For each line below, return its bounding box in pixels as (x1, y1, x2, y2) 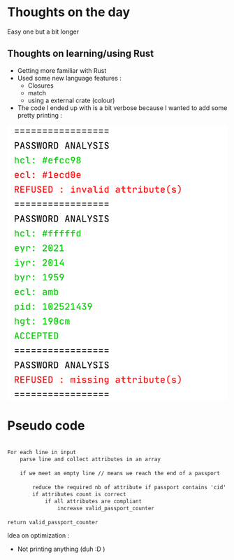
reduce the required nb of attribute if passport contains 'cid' (32, 484, 227, 491)
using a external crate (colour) (27, 96, 115, 104)
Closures (27, 81, 54, 90)
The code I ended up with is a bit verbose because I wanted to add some (17, 103, 228, 112)
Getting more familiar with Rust (17, 66, 107, 74)
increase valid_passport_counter (57, 505, 155, 512)
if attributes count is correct (32, 491, 127, 498)
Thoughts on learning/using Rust (7, 48, 154, 60)
